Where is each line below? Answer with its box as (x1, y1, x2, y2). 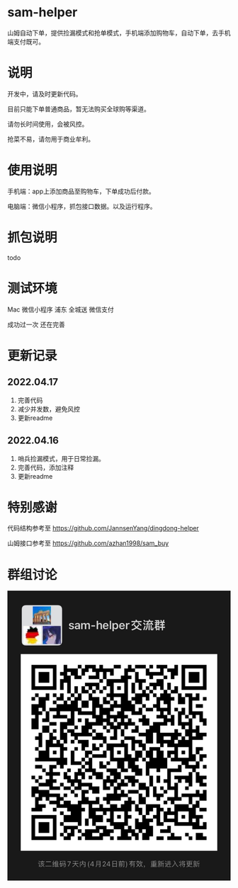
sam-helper (7, 4, 78, 21)
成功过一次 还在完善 (7, 320, 65, 329)
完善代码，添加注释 (17, 463, 74, 472)
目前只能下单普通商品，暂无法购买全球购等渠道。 (7, 104, 150, 113)
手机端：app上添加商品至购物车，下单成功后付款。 (7, 187, 156, 195)
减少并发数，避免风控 (17, 404, 80, 413)
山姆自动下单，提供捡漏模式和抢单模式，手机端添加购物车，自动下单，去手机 (7, 28, 231, 37)
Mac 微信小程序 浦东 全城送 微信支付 (7, 305, 115, 314)
